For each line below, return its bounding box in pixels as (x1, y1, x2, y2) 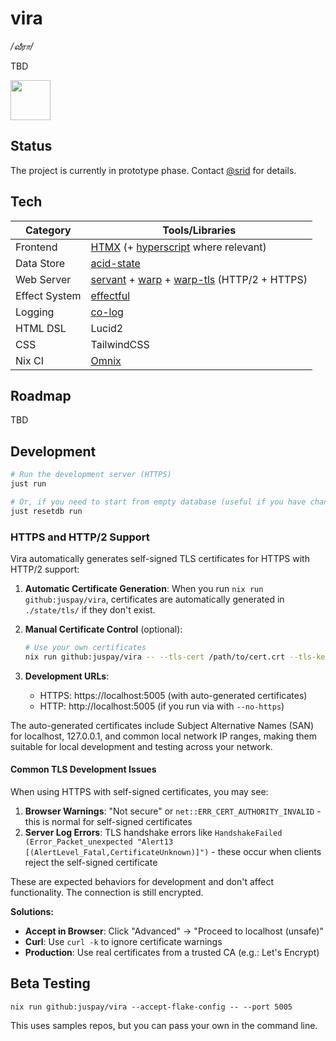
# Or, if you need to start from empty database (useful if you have (10, 497, 307, 507)
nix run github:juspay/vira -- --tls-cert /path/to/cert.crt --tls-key (24, 652, 330, 662)
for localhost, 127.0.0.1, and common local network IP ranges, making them (10, 730, 317, 742)
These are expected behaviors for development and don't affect (10, 875, 274, 887)
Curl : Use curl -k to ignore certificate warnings (24, 935, 223, 947)
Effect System (15, 288, 82, 302)
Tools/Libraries (162, 223, 237, 237)
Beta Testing (10, 975, 91, 992)
